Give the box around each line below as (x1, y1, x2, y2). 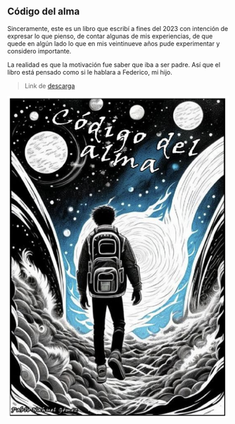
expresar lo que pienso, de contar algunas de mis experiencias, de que (7, 32, 213, 40)
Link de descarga (24, 81, 75, 90)
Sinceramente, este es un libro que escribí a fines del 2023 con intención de (7, 24, 229, 32)
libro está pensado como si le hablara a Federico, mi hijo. (7, 68, 172, 76)
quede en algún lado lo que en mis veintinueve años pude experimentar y (7, 39, 220, 48)
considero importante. (7, 46, 72, 55)
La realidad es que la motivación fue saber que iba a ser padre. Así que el (7, 60, 220, 69)
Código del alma (7, 6, 80, 18)
